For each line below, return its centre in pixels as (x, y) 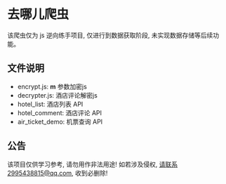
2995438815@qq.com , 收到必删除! (58, 173)
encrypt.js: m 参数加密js (52, 86)
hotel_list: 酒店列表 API (50, 104)
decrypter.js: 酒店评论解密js (58, 95)
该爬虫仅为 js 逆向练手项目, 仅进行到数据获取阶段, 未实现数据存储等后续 (110, 35)
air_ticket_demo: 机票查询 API (60, 121)
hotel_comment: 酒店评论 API (60, 112)
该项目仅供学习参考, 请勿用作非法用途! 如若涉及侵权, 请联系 (92, 164)
